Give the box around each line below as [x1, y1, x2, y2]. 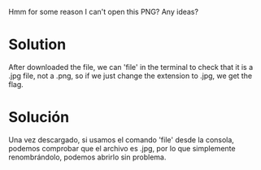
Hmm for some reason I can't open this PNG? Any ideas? [8, 7, 199, 16]
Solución [8, 108, 70, 127]
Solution [8, 36, 67, 54]
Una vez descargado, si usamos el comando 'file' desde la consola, [8, 134, 234, 145]
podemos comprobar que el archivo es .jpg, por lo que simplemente [8, 143, 236, 153]
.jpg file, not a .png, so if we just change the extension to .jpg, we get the [8, 71, 253, 81]
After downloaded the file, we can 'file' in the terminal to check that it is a [8, 62, 254, 72]
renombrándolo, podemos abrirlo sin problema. [8, 152, 167, 162]
